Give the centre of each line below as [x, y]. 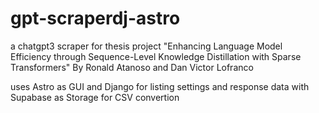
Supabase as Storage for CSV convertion [95, 97]
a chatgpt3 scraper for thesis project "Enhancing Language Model [146, 46]
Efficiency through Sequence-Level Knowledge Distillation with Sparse [156, 56]
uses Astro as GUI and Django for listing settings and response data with [160, 86]
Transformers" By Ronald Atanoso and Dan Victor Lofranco [132, 67]
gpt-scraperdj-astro [95, 18]
